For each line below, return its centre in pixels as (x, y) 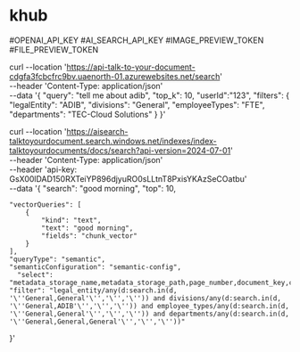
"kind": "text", (71, 220)
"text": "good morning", (87, 228)
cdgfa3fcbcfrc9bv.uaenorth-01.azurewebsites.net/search (115, 76)
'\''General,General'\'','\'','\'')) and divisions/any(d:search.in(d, (145, 298)
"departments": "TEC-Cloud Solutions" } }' (87, 114)
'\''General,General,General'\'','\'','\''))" (97, 322)
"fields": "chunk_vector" (90, 236)
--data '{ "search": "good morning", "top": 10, (93, 188)
